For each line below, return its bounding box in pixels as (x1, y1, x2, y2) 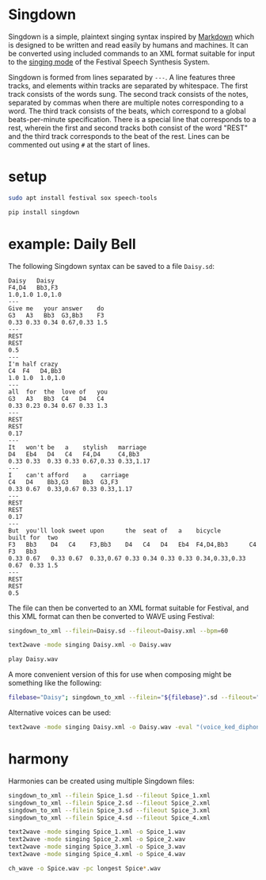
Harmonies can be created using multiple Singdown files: (8, 776, 195, 786)
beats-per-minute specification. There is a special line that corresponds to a (8, 114, 256, 124)
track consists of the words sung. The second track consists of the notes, (8, 89, 249, 98)
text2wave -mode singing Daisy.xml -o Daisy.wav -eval (8, 724, 193, 732)
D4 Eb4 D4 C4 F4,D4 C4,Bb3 (8, 450, 140, 458)
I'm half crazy (8, 359, 59, 368)
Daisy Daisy (8, 276, 55, 285)
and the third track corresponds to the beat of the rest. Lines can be (8, 131, 230, 140)
